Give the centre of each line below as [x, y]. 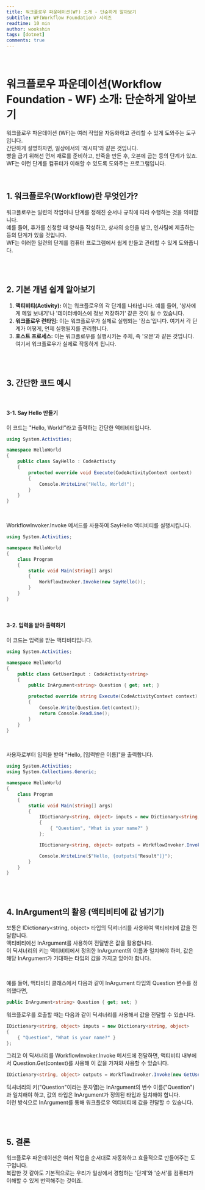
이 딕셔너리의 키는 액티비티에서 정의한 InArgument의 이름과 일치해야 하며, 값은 [100, 951]
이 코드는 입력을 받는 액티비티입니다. [49, 640]
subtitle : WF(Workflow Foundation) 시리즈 [59, 18]
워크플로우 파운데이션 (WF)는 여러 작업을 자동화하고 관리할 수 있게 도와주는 [95, 132]
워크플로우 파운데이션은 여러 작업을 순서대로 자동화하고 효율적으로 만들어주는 [98, 1158]
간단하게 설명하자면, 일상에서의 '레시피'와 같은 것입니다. [72, 148]
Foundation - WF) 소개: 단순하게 [85, 100]
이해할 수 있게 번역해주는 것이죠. [45, 1181]
